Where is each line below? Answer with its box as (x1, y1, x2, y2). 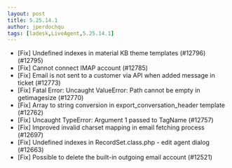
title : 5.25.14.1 (7, 17, 58, 24)
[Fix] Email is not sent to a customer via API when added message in (17, 71, 216, 80)
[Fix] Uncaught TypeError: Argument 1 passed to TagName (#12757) (17, 116, 214, 125)
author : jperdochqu (7, 23, 64, 30)
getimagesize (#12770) (17, 94, 84, 102)
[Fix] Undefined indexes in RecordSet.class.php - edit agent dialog (17, 138, 210, 147)
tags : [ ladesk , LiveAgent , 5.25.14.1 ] (7, 29, 114, 37)
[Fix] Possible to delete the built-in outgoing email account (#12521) (17, 153, 212, 162)
